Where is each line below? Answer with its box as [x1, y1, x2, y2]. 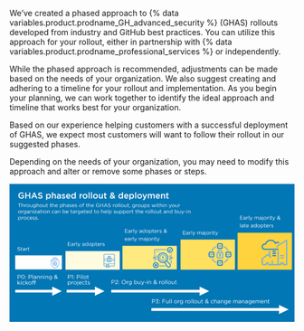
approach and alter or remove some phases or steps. [9, 166, 207, 176]
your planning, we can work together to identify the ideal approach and [9, 92, 274, 103]
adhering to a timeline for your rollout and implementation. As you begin [9, 83, 278, 93]
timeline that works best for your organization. [9, 102, 182, 112]
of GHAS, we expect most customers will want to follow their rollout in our [9, 129, 285, 139]
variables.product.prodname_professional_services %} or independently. [9, 46, 281, 57]
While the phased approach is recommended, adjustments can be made [9, 63, 279, 74]
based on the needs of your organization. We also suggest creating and [9, 73, 277, 84]
